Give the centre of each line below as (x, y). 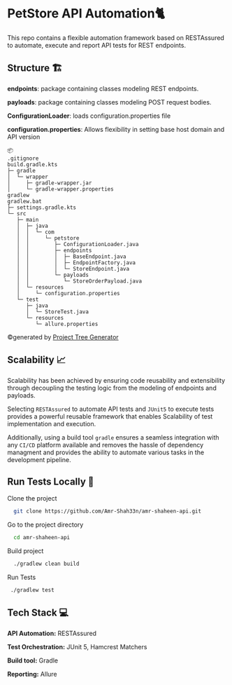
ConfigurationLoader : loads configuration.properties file (89, 116)
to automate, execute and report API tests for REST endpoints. (97, 45)
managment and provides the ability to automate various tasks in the (106, 452)
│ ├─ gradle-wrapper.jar (50, 183)
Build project (26, 551)
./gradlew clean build (46, 564)
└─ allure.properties (67, 324)
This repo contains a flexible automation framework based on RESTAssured (116, 38)
